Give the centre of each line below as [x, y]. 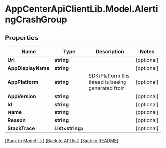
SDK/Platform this [109, 76]
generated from [107, 88]
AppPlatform [23, 82]
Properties [22, 38]
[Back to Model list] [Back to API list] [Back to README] [62, 141]
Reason [17, 120]
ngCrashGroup [36, 19]
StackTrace [21, 128]
